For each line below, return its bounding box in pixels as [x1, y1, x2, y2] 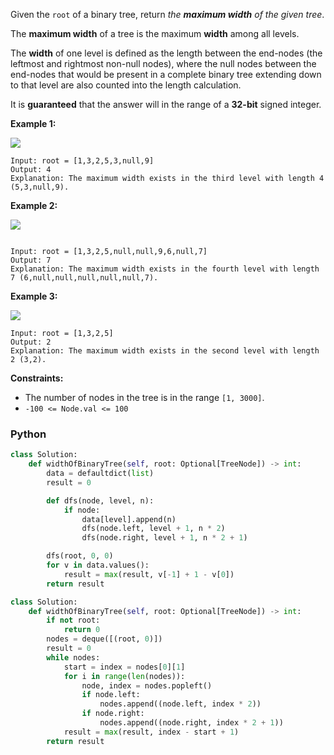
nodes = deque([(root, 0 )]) [46, 634, 163, 644]
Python [10, 427, 47, 441]
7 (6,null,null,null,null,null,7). [10, 273, 159, 283]
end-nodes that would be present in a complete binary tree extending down [10, 69, 322, 80]
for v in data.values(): [46, 560, 150, 571]
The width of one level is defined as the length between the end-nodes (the [10, 47, 323, 59]
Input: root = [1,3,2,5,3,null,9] [10, 156, 155, 166]
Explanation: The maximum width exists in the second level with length [10, 346, 320, 356]
